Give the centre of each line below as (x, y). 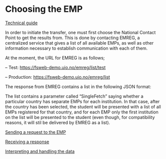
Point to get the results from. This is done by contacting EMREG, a (73, 38)
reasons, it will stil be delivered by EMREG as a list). (58, 122)
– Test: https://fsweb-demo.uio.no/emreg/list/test (55, 67)
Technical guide (22, 23)
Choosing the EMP (44, 9)
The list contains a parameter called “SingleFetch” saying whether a (74, 96)
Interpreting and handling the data (40, 151)
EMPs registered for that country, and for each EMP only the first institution (82, 112)
